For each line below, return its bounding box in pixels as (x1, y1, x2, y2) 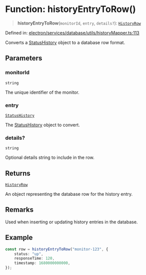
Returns (5, 169, 31, 177)
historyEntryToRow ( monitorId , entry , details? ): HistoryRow (17, 20, 141, 26)
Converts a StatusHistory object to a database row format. (5, 39, 125, 46)
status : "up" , (14, 251, 43, 256)
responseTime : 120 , (14, 256, 55, 261)
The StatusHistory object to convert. (5, 122, 80, 128)
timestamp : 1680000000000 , (14, 260, 70, 266)
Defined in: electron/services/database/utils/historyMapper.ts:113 (5, 30, 140, 36)
